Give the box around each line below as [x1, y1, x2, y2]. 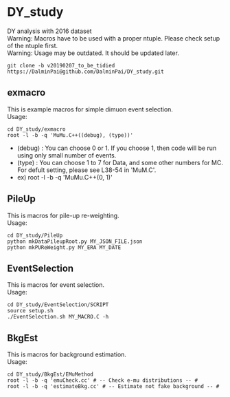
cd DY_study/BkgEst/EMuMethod [7, 371, 94, 378]
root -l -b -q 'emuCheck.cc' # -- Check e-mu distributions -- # [7, 377, 198, 384]
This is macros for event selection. [7, 281, 105, 289]
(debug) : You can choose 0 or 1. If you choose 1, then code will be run [16, 144, 217, 152]
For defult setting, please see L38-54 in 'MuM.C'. [16, 166, 157, 174]
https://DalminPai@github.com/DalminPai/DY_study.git [7, 68, 165, 75]
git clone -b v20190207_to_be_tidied [7, 62, 115, 69]
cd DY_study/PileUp [7, 232, 63, 239]
